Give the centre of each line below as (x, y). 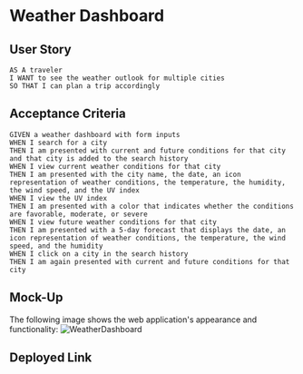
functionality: (34, 329)
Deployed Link (51, 358)
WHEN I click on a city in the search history (99, 254)
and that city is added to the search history (99, 158)
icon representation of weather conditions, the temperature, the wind (147, 238)
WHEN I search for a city (58, 143)
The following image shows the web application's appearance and (133, 320)
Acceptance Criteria (68, 114)
